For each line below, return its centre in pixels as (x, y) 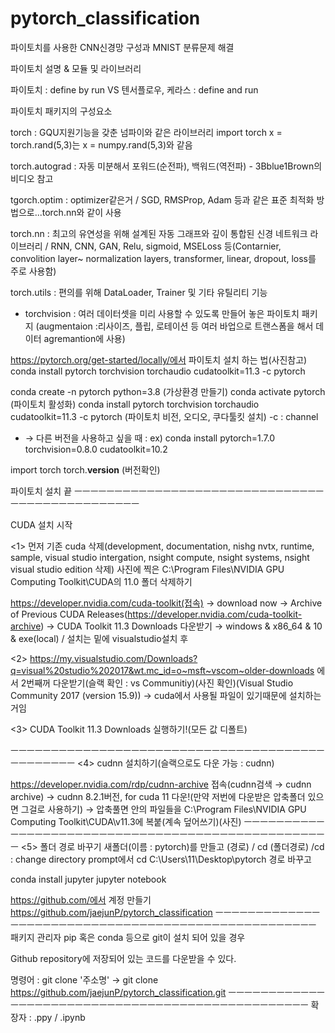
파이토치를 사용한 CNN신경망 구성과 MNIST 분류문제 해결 (122, 47)
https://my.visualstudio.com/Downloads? (113, 658)
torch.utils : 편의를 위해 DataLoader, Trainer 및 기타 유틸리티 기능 (139, 292)
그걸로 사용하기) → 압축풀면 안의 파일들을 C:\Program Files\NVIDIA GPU (163, 809)
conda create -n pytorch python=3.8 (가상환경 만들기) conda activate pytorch (168, 391)
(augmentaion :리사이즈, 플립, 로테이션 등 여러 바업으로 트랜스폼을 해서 (174, 326)
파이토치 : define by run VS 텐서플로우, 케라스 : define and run (134, 89)
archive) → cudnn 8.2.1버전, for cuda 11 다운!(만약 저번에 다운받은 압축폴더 (158, 796)
